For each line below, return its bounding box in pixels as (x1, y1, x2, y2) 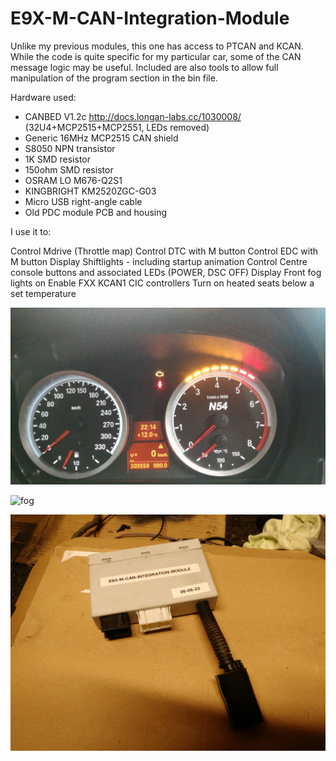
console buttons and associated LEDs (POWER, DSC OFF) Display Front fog (10, 266, 322, 278)
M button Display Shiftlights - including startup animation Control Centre (10, 255, 308, 267)
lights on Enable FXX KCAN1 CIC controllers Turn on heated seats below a (10, 277, 315, 289)
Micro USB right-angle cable (24, 195, 143, 207)
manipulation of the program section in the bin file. (10, 72, 218, 84)
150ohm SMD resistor (24, 163, 114, 176)
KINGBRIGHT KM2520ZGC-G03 (24, 185, 157, 197)
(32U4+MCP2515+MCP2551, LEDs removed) (24, 121, 210, 133)
